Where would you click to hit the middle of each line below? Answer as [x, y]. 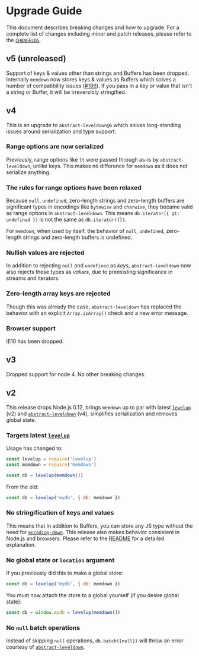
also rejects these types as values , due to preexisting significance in [89, 272]
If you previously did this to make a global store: [65, 573]
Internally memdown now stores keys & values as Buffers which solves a [91, 79]
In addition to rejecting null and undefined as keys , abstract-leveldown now [99, 266]
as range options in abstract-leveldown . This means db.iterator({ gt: [93, 213]
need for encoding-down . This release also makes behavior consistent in [93, 532]
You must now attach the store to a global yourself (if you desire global [93, 595]
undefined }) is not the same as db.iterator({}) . [66, 220]
